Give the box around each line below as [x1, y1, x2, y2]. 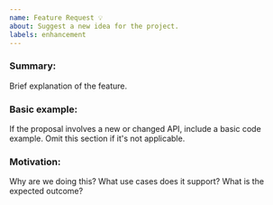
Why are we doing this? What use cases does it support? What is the [9, 176, 264, 187]
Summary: [9, 60, 57, 72]
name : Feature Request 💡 [9, 13, 104, 23]
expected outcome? [9, 186, 84, 197]
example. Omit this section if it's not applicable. [9, 133, 186, 144]
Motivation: [9, 155, 61, 168]
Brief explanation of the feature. [9, 80, 128, 91]
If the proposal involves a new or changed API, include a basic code [9, 123, 261, 134]
